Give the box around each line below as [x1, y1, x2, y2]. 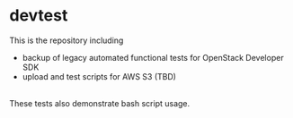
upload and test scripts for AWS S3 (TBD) [22, 71, 177, 81]
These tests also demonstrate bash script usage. [9, 97, 191, 108]
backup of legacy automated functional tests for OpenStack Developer [22, 52, 285, 63]
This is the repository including [9, 35, 124, 46]
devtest [9, 5, 68, 26]
